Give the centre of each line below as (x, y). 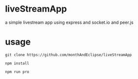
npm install (17, 63)
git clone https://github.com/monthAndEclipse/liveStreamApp (69, 55)
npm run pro (17, 72)
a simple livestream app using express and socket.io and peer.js (69, 22)
